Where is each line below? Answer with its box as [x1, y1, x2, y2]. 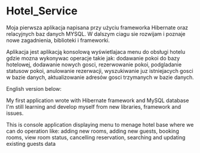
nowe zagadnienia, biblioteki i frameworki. [6, 36, 110, 44]
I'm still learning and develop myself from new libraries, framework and [6, 103, 181, 110]
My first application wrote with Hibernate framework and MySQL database [6, 97, 189, 104]
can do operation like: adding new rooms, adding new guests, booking [6, 127, 179, 134]
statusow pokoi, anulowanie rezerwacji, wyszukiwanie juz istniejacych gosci [6, 67, 193, 74]
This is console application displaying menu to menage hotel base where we [6, 121, 194, 128]
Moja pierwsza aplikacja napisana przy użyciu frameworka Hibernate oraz [6, 24, 189, 31]
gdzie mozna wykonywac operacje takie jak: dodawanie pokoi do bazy [6, 54, 180, 62]
